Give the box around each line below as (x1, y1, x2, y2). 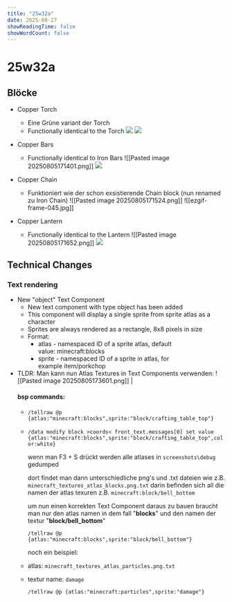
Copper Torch (17, 105, 57, 114)
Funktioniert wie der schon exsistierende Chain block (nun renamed (27, 189, 222, 198)
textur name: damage (27, 575, 84, 583)
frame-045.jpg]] (27, 204, 74, 212)
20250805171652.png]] (27, 239, 95, 247)
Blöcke (7, 87, 38, 98)
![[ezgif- (184, 196, 208, 205)
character (27, 317, 55, 326)
